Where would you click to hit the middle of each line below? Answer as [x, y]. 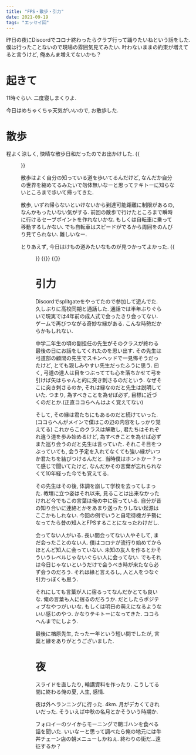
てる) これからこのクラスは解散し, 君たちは [92, 429]
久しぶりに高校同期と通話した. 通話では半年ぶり [93, 309]
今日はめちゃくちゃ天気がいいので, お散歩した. [62, 111]
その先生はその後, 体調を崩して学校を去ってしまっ [96, 486]
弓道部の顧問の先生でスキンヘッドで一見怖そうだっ [97, 358]
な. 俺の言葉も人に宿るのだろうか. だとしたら [90, 599]
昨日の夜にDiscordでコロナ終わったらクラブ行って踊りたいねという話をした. [98, 40]
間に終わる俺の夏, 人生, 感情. [70, 692]
